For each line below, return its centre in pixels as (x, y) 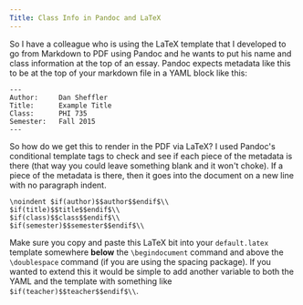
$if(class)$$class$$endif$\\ (65, 218)
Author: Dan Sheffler (58, 97)
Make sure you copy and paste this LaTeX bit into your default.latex (139, 242)
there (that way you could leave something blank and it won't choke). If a (146, 166)
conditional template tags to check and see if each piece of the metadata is (151, 156)
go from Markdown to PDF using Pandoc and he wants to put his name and (151, 53)
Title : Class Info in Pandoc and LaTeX (85, 18)
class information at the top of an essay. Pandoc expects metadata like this (150, 63)
